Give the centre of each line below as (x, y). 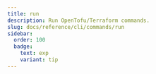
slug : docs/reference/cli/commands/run (66, 27)
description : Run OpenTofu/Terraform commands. (79, 20)
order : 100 (30, 40)
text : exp (35, 54)
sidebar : (20, 33)
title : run (23, 14)
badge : (23, 47)
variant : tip (39, 60)
